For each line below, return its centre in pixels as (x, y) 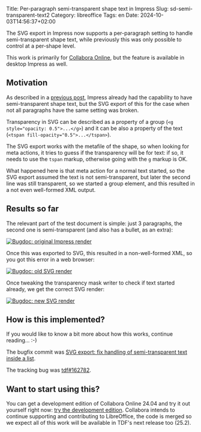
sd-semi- (181, 9)
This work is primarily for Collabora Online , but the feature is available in (95, 57)
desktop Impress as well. (37, 64)
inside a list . (21, 359)
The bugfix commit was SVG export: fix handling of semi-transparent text (97, 352)
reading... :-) (22, 341)
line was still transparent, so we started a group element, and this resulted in (100, 184)
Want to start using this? (53, 389)
